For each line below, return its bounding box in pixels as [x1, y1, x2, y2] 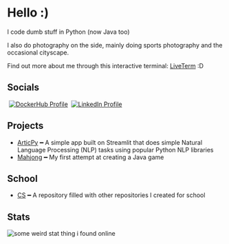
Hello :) [7, 5, 50, 21]
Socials [7, 81, 40, 94]
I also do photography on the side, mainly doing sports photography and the [7, 41, 223, 49]
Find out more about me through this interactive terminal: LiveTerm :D [7, 61, 204, 70]
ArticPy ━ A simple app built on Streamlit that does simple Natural [17, 138, 203, 146]
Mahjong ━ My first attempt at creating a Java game [17, 153, 164, 161]
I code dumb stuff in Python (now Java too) [7, 28, 130, 36]
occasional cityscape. [7, 48, 69, 57]
